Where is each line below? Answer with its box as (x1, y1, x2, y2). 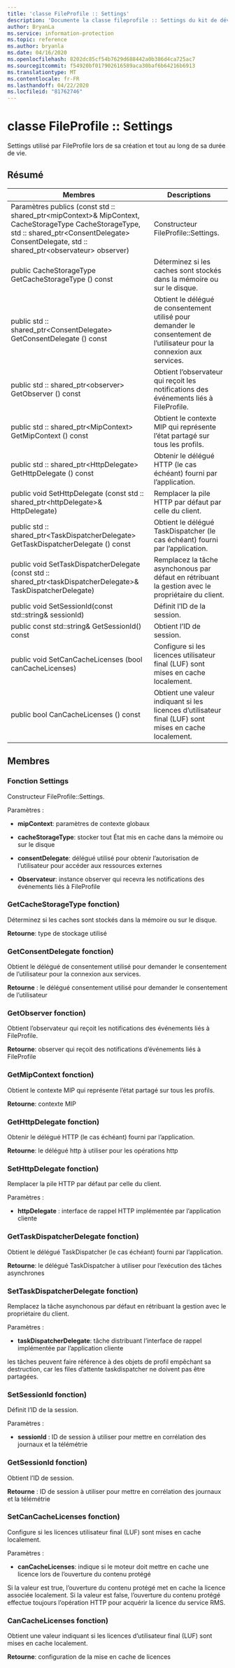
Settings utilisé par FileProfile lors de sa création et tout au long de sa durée (7, 141, 226, 150)
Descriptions (166, 190, 211, 199)
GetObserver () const (10, 389, 81, 399)
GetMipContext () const (10, 431, 89, 441)
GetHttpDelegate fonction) (7, 1117, 100, 1127)
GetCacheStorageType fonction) (7, 899, 120, 909)
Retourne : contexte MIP (7, 1099, 77, 1108)
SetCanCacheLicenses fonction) (7, 1512, 120, 1522)
